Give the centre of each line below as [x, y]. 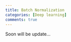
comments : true [21, 19]
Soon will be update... [28, 34]
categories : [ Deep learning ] [36, 15]
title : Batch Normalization [35, 10]
